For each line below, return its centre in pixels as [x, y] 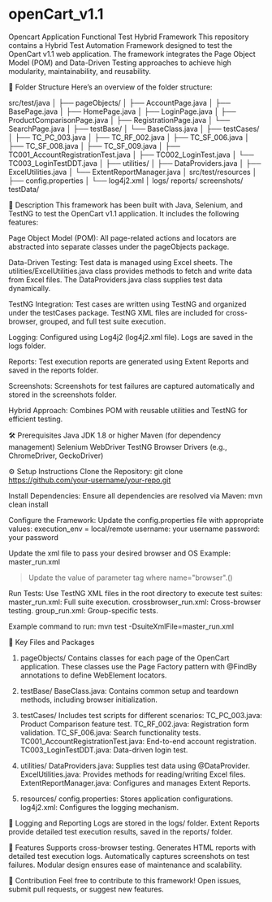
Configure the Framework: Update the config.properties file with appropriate [136, 520]
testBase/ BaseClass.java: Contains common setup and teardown [130, 691]
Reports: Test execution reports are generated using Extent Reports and [129, 361]
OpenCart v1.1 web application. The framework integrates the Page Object [132, 54]
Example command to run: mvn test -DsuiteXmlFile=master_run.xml [121, 626]
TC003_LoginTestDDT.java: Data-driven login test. [104, 750]
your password [34, 537]
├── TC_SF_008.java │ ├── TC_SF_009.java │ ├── [95, 146]
